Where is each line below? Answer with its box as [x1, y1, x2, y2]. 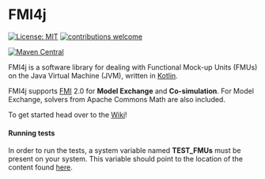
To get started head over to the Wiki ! [8, 109, 128, 120]
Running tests [8, 128, 55, 138]
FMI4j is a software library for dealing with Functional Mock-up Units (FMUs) [8, 62, 258, 72]
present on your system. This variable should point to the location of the [8, 154, 244, 164]
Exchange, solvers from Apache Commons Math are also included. [8, 94, 225, 104]
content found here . [8, 162, 73, 172]
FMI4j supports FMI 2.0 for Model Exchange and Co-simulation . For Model [8, 86, 255, 96]
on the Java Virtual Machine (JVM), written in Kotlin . [8, 70, 178, 80]
